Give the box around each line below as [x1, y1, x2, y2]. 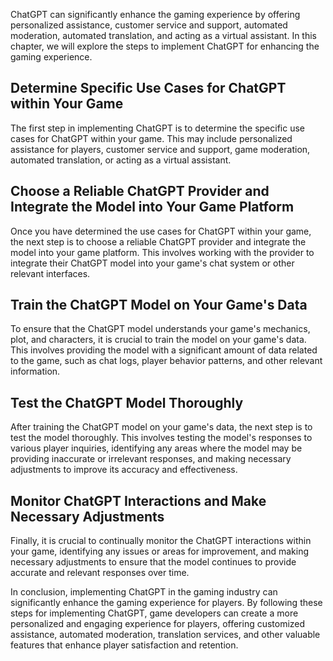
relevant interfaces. [10, 267, 91, 279]
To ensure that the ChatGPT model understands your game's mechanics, [10, 323, 311, 335]
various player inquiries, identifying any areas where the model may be [10, 442, 303, 454]
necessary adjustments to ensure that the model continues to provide [10, 556, 297, 568]
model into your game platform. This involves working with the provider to [10, 246, 315, 258]
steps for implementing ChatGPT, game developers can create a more [10, 607, 299, 619]
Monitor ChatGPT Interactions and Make [10, 492, 267, 509]
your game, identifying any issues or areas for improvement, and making [10, 545, 310, 558]
